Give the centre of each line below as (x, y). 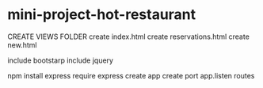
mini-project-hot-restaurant (102, 15)
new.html (22, 44)
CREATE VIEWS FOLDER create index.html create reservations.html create (129, 36)
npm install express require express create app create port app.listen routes (131, 75)
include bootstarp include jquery (61, 60)
